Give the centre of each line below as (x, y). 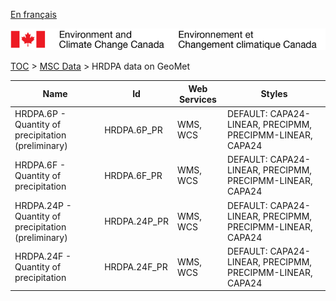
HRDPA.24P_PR (136, 221)
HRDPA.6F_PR (133, 175)
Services (197, 99)
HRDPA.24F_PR (136, 267)
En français (33, 14)
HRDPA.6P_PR (133, 130)
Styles (274, 94)
